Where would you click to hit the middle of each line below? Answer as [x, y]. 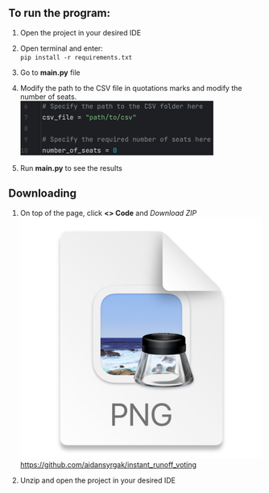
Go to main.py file [50, 72]
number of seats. [48, 97]
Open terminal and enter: [61, 48]
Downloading [42, 194]
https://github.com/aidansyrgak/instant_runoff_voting [108, 464]
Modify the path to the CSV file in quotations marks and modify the [131, 88]
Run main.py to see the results [71, 168]
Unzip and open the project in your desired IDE [97, 480]
